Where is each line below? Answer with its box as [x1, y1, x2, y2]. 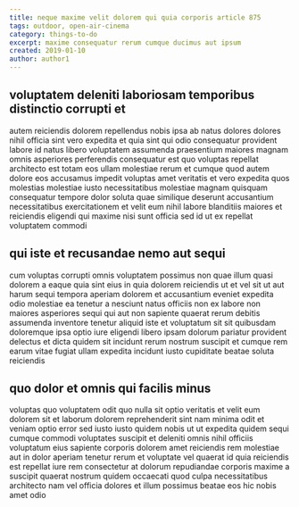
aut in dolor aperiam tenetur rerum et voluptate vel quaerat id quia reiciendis [9, 452, 290, 462]
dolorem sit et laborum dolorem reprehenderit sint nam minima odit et [9, 414, 265, 425]
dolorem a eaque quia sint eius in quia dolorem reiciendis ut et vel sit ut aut [9, 278, 285, 290]
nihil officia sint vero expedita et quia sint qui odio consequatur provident [9, 135, 278, 145]
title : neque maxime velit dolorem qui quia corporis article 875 [9, 12, 262, 22]
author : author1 [9, 54, 70, 63]
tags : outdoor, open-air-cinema [9, 21, 129, 30]
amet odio [9, 490, 46, 501]
